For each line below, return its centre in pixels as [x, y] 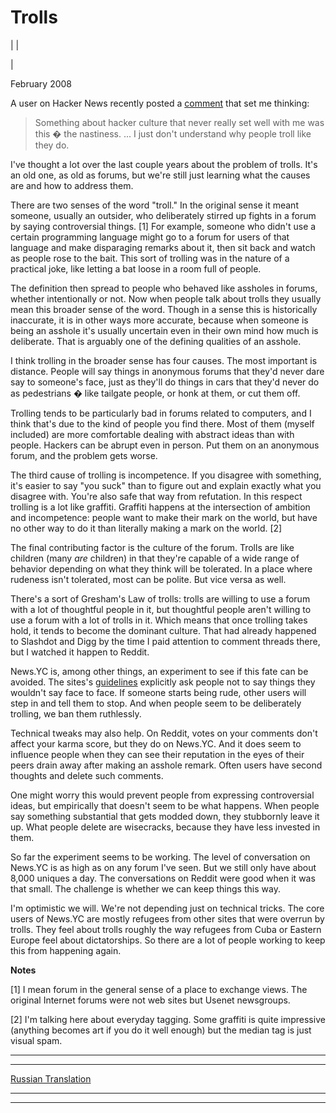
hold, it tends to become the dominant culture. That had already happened [163, 630]
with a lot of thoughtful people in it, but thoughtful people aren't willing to [161, 609]
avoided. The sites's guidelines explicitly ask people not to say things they [163, 682]
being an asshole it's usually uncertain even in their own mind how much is [164, 330]
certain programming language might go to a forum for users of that [150, 237]
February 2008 [41, 83]
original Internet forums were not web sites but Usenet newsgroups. [150, 1000]
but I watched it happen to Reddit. [80, 652]
